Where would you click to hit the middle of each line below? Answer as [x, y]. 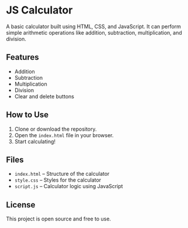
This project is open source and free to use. [59, 219]
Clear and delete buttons [44, 96]
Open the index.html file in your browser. [64, 135]
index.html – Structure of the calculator [62, 174]
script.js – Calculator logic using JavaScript [69, 186]
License [21, 205]
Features [22, 57]
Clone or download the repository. [56, 129]
